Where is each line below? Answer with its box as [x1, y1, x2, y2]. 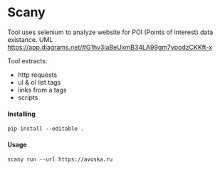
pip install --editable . [7, 125, 84, 132]
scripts [17, 93, 38, 102]
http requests [17, 70, 58, 79]
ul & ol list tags [17, 78, 61, 86]
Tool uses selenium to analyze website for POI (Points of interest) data [7, 28, 214, 36]
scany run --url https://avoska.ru [7, 156, 113, 164]
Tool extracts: [7, 56, 48, 65]
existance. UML [7, 35, 53, 43]
